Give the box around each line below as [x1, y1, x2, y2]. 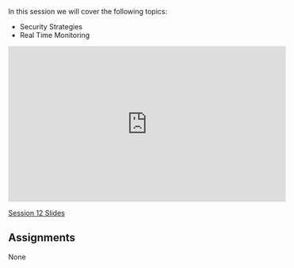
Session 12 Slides [8, 209, 65, 217]
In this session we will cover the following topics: [8, 7, 168, 16]
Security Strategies [19, 22, 83, 31]
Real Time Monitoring [19, 31, 90, 40]
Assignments [8, 231, 76, 244]
